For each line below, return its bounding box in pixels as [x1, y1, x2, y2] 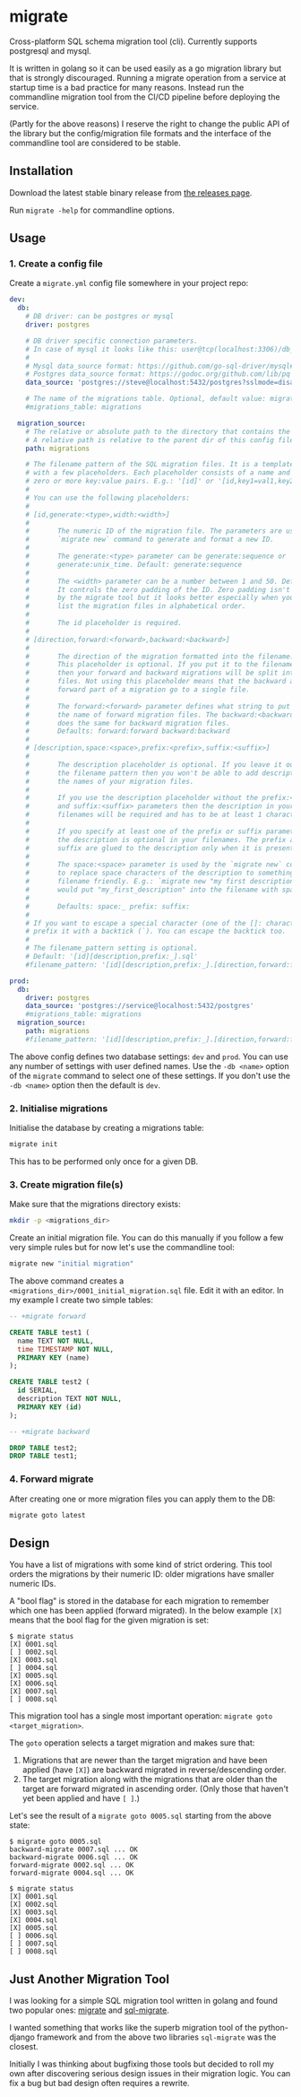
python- [258, 2023, 288, 2033]
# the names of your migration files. [25, 777, 194, 786]
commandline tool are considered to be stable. [9, 137, 181, 148]
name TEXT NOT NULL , [17, 1336, 94, 1345]
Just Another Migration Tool [9, 1971, 170, 1987]
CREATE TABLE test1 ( [9, 1327, 90, 1337]
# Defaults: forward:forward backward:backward [25, 727, 230, 736]
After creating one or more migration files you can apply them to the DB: [9, 1493, 276, 1504]
